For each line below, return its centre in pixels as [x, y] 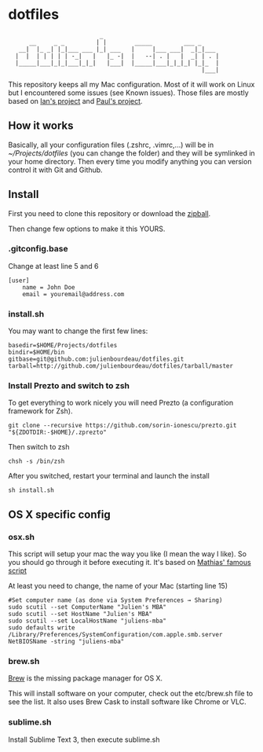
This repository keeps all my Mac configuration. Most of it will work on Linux [131, 84]
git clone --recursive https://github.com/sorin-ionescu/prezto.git [122, 426]
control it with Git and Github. [56, 170]
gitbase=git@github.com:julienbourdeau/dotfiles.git [96, 359]
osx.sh [22, 537]
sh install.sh [31, 490]
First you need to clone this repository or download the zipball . [110, 213]
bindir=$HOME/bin [37, 352]
